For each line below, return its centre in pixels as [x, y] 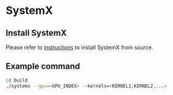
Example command [43, 66]
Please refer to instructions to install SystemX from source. [79, 47]
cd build [17, 80]
